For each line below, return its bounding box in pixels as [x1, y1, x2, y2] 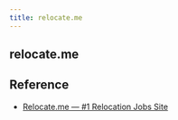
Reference [9, 78, 70, 93]
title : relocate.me [9, 13, 83, 23]
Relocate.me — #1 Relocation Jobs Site [22, 101, 169, 112]
